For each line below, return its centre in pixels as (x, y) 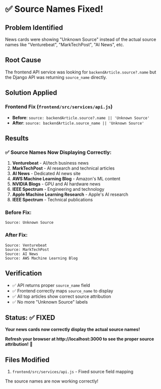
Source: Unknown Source (29, 223)
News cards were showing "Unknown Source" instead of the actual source (81, 39)
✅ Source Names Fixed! (54, 9)
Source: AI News (22, 254)
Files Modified (27, 360)
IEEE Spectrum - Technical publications (53, 200)
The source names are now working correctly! (52, 381)
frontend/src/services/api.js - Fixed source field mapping (73, 372)
